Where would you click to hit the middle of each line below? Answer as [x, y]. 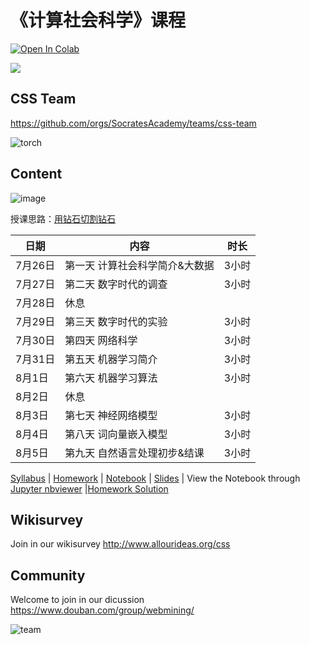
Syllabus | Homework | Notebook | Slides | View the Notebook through [155, 478]
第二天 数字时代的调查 [116, 284]
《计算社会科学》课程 [98, 20]
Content [36, 174]
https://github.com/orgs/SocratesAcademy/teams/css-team [133, 123]
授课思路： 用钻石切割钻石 [63, 218]
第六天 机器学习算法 [111, 378]
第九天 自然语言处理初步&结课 [134, 453]
